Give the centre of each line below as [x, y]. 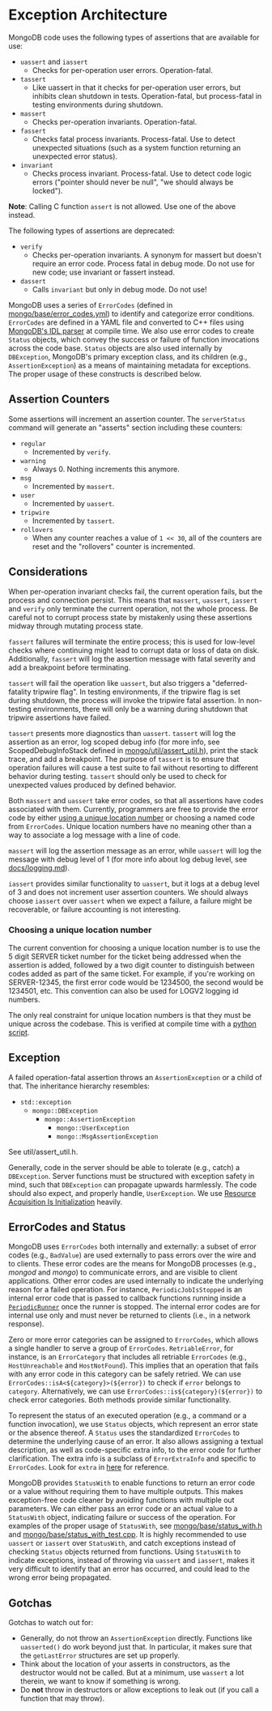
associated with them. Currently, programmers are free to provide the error [134, 809]
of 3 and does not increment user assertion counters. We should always [128, 892]
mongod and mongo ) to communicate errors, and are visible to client [123, 1272]
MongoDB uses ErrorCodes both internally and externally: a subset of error [132, 1247]
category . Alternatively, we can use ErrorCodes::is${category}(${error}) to [136, 1391]
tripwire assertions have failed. [59, 717]
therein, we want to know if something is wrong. [100, 1681]
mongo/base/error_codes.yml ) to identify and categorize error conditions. [132, 313]
